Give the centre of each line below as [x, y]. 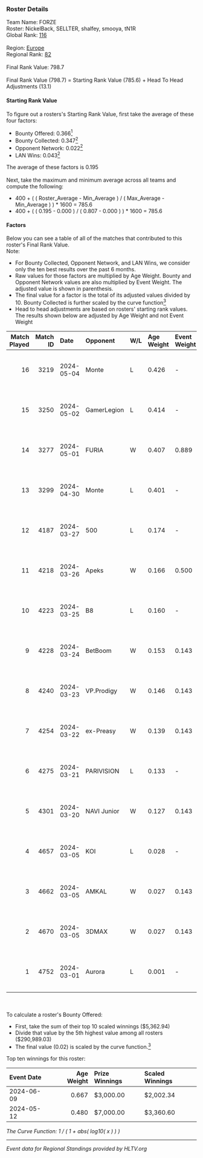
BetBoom [98, 650]
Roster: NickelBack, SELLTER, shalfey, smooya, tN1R [71, 28]
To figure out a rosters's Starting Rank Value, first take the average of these [100, 114]
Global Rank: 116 [27, 35]
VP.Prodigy [101, 690]
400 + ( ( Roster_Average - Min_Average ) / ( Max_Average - [90, 198]
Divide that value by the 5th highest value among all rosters [89, 1033]
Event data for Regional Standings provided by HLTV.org [77, 1148]
